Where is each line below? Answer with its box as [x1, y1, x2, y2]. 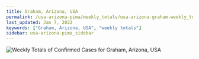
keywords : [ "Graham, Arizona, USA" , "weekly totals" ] [6, 25, 142, 31]
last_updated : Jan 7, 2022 [6, 19, 73, 25]
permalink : [6, 14, 33, 20]
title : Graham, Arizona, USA [6, 8, 78, 15]
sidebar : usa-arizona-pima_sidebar [6, 30, 94, 36]
